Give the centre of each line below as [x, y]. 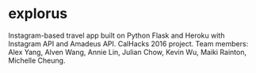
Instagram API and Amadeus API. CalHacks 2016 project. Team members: [128, 43]
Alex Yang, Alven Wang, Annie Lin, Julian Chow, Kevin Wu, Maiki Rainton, [128, 52]
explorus [38, 14]
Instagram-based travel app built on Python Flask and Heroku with [117, 35]
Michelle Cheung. [37, 60]
